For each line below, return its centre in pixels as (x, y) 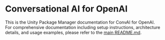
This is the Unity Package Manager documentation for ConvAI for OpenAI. (80, 22)
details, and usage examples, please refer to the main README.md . (73, 32)
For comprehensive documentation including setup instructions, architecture (83, 27)
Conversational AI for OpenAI (66, 9)
